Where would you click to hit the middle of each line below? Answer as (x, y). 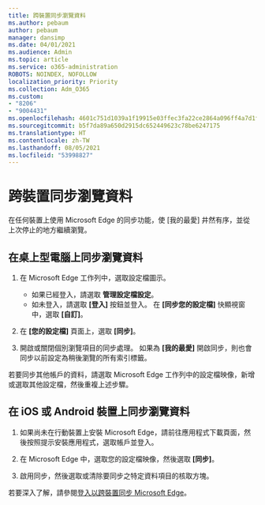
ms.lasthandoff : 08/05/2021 (54, 148)
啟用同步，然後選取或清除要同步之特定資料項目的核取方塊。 (116, 476)
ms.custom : (26, 96)
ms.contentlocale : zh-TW (49, 140)
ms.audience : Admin (40, 52)
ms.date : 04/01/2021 (42, 45)
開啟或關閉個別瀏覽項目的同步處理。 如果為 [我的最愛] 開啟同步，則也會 (136, 348)
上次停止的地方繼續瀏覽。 (50, 230)
